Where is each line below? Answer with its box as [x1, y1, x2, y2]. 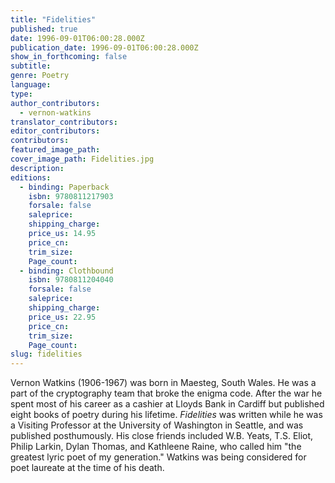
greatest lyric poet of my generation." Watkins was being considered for [10, 451, 307, 463]
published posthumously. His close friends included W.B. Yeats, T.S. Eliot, [10, 430, 314, 442]
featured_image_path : [10, 145, 101, 155]
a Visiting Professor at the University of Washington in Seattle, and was [10, 419, 304, 431]
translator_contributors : [10, 117, 118, 127]
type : [10, 89, 33, 99]
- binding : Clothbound [19, 266, 114, 276]
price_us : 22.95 [28, 312, 97, 322]
